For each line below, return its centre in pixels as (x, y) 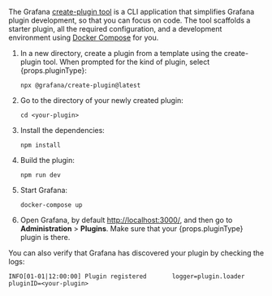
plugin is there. (45, 237)
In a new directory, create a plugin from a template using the (121, 53)
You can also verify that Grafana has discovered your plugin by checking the (136, 253)
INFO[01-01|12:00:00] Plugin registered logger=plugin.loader (127, 277)
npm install (40, 145)
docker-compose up (51, 205)
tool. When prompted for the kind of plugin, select (127, 62)
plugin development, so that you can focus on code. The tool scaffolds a (130, 20)
